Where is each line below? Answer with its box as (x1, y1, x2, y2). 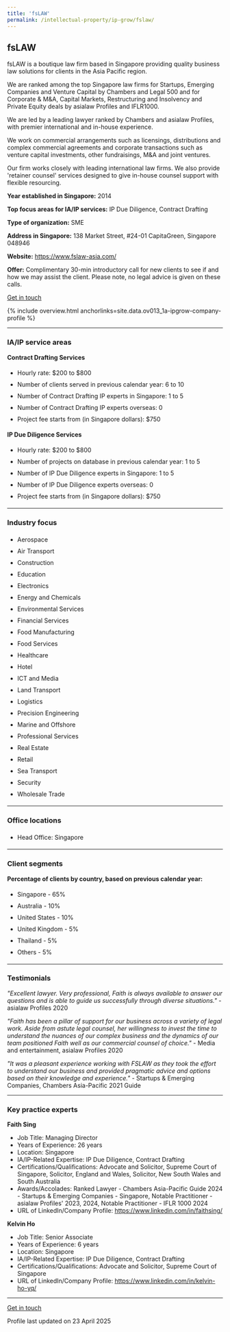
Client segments (7, 859, 63, 869)
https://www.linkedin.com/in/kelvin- (114, 1276, 216, 1285)
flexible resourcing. (7, 179, 62, 187)
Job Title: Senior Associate (16, 1233, 94, 1242)
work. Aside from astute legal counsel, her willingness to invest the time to (7, 1024, 217, 1032)
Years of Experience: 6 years (16, 1240, 99, 1248)
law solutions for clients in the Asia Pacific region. (7, 67, 147, 75)
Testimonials (7, 973, 51, 983)
